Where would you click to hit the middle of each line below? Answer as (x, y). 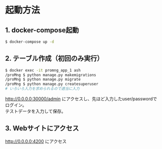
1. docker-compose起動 (42, 30)
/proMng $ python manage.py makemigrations (51, 75)
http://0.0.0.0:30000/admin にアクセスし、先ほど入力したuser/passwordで (81, 99)
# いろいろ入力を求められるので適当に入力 (43, 89)
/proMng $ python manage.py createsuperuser (52, 84)
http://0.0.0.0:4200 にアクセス (36, 141)
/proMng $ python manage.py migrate (43, 79)
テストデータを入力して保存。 (35, 111)
